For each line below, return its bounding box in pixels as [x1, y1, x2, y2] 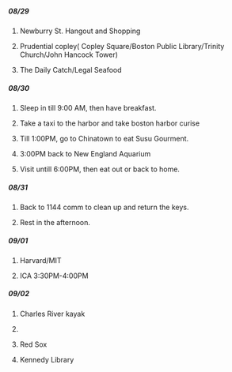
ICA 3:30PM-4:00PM [19, 271, 89, 280]
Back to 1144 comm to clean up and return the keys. [19, 202, 189, 212]
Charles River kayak [19, 309, 86, 318]
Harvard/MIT [19, 255, 62, 265]
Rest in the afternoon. [19, 217, 91, 227]
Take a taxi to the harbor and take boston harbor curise [19, 118, 200, 128]
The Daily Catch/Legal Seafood [19, 65, 122, 74]
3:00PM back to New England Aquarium [19, 148, 151, 158]
